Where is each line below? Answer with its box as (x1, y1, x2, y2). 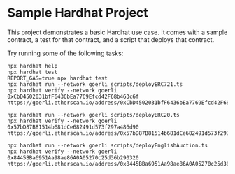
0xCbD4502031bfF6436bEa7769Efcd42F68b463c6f (7, 93, 139, 100)
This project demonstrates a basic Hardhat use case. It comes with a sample (7, 28, 228, 36)
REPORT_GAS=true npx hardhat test (7, 75, 108, 82)
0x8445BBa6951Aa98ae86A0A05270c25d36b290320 (7, 154, 139, 161)
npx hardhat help (7, 62, 58, 69)
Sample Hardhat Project (7, 5, 148, 21)
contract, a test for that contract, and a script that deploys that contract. (7, 35, 215, 43)
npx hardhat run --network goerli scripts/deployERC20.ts (7, 111, 180, 118)
